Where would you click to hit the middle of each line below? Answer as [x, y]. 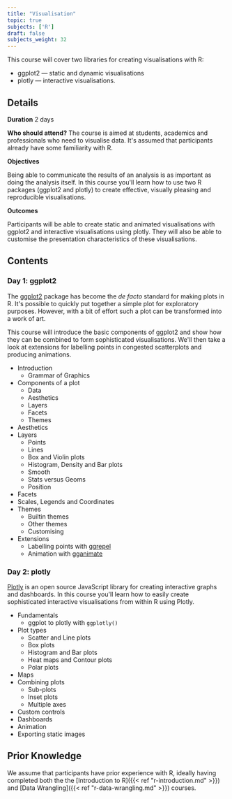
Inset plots [42, 697]
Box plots [41, 645]
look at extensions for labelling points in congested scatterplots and [105, 347]
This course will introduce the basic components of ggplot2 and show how [114, 332]
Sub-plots [42, 689]
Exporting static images [51, 734]
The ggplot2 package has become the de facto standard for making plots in [116, 296]
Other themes [47, 524]
